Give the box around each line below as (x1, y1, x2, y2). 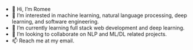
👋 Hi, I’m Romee (11, 6, 51, 12)
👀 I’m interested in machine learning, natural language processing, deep (11, 12, 188, 19)
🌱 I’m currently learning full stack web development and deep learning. (11, 24, 185, 31)
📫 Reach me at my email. (11, 37, 75, 44)
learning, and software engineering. (11, 18, 99, 25)
